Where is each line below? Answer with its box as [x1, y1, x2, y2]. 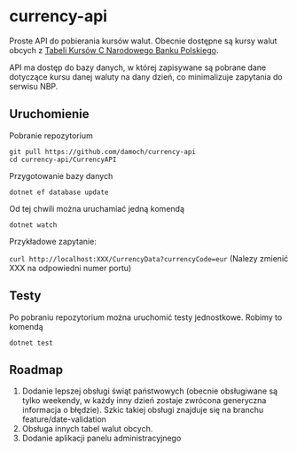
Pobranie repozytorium [9, 130, 93, 141]
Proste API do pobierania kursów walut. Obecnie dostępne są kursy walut [9, 35, 277, 46]
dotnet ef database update [9, 188, 109, 197]
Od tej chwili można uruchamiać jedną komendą [9, 203, 184, 214]
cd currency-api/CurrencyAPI [9, 155, 117, 164]
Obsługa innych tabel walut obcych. [21, 424, 153, 434]
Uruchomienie [9, 106, 90, 121]
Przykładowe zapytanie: [9, 236, 98, 246]
